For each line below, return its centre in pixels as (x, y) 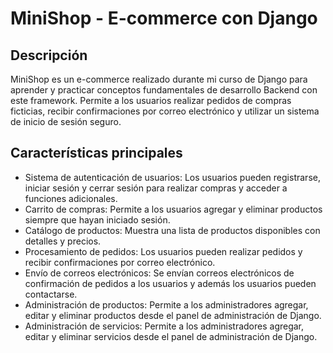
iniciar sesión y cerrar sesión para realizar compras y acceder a (156, 188)
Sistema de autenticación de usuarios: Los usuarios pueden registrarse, (172, 177)
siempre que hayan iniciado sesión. (97, 219)
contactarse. (51, 294)
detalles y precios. (63, 241)
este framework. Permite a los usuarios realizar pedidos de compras (151, 100)
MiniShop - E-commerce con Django (164, 18)
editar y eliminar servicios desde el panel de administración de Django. (171, 336)
